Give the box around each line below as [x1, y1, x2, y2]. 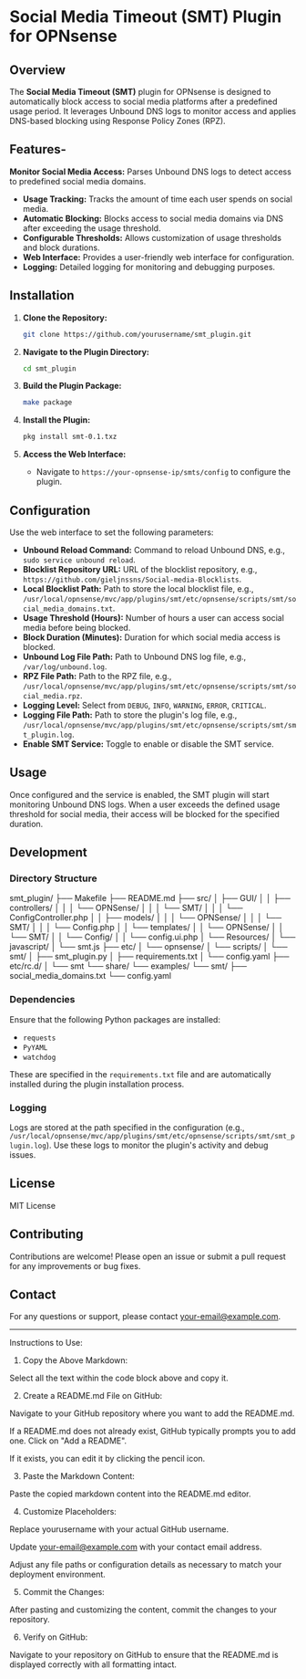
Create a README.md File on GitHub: [22, 1390, 163, 1401]
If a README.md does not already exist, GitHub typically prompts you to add [9, 1426, 296, 1437]
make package [22, 398, 73, 407]
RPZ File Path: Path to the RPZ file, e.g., [22, 670, 172, 681]
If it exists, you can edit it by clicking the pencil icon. [9, 1453, 206, 1464]
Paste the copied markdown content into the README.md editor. [9, 1488, 251, 1499]
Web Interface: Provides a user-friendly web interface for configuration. [22, 251, 294, 262]
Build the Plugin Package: [22, 381, 122, 392]
